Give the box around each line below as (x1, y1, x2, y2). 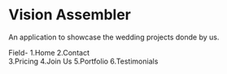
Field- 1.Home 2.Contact (8, 47, 89, 57)
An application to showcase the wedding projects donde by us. (8, 32, 220, 42)
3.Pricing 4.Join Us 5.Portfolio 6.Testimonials (8, 56, 159, 66)
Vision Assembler (8, 6, 132, 24)
